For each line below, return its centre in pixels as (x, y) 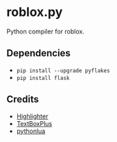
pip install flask (43, 78)
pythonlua (31, 131)
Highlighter (32, 116)
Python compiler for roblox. (45, 31)
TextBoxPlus (34, 123)
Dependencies (38, 53)
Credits (23, 99)
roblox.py (35, 12)
